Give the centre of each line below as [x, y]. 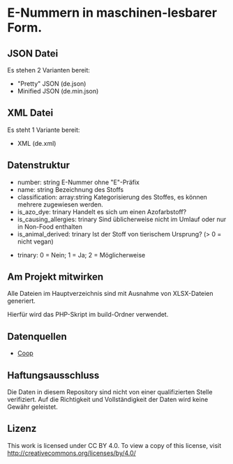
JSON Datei [33, 53]
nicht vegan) [35, 241]
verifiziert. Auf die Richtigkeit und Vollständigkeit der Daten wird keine [108, 400]
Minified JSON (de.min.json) [58, 91]
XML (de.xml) [37, 143]
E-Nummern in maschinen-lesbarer [112, 13]
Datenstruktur [39, 165]
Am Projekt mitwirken [55, 277]
